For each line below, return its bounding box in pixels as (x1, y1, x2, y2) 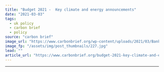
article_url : (5, 52, 32, 58)
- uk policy (9, 21, 34, 26)
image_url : (5, 39, 27, 44)
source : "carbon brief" (5, 35, 54, 40)
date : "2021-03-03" (5, 12, 45, 17)
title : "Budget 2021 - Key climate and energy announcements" (5, 7, 137, 12)
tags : (5, 16, 16, 21)
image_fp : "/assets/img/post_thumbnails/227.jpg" (5, 44, 108, 48)
